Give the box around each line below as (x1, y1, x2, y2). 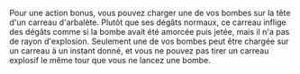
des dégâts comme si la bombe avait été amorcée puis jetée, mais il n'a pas (9, 27, 290, 37)
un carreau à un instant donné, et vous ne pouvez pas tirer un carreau (9, 45, 269, 56)
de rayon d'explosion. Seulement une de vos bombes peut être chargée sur (9, 36, 290, 46)
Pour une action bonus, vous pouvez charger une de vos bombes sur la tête (9, 8, 291, 18)
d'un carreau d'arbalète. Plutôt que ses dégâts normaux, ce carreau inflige (9, 17, 286, 28)
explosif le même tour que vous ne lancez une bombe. (9, 55, 212, 65)
